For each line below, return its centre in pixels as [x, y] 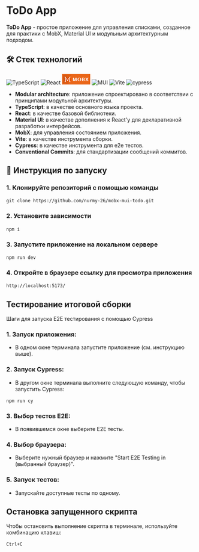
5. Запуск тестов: [33, 480]
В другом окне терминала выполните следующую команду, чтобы [100, 382]
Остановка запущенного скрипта [72, 512]
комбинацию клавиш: [34, 533]
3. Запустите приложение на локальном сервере [82, 244]
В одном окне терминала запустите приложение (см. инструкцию [99, 347]
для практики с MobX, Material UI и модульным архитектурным [88, 33]
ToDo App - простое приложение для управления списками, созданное [98, 27]
